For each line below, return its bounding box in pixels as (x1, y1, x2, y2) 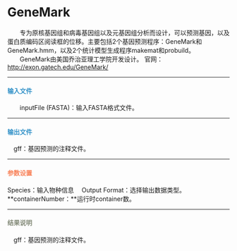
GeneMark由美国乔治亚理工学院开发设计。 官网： (19, 54, 164, 63)
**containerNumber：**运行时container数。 (7, 195, 135, 203)
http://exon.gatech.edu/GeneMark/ (7, 63, 109, 71)
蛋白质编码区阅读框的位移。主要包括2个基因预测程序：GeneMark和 (7, 37, 202, 46)
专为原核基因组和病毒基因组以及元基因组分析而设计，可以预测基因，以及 (19, 28, 230, 37)
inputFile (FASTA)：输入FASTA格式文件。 (19, 104, 139, 112)
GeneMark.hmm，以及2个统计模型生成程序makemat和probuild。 (7, 46, 195, 54)
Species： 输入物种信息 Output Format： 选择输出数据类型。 (7, 185, 186, 194)
